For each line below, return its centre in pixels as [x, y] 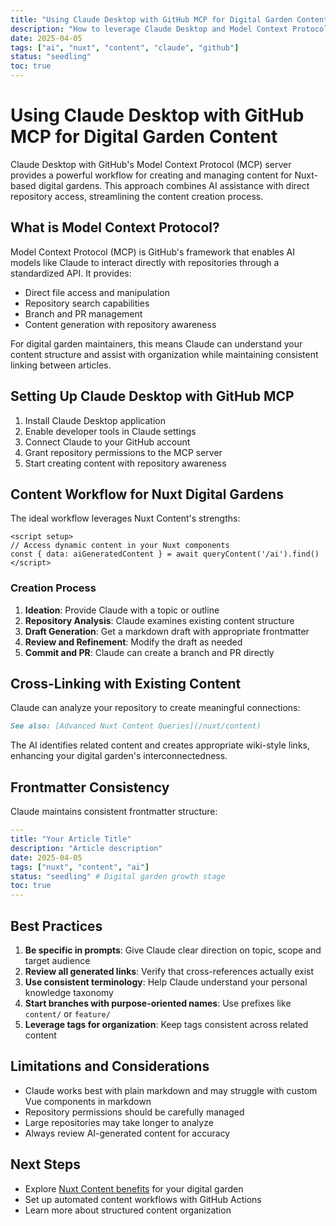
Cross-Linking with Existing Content [126, 684]
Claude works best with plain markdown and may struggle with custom [171, 1090]
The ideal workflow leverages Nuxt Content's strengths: [125, 518]
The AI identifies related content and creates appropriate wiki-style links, [160, 745]
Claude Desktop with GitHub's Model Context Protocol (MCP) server [151, 164]
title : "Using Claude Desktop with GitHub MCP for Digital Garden [151, 19]
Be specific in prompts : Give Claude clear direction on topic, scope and [173, 950]
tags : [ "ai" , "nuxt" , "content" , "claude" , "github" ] [125, 47]
